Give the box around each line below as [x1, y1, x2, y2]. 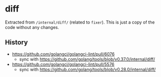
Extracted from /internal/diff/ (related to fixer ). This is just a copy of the [5, 19, 155, 25]
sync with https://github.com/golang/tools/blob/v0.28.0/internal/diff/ [19, 66, 156, 72]
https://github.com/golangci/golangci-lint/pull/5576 [12, 61, 115, 67]
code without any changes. [5, 24, 59, 30]
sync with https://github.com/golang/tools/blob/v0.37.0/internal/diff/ [19, 56, 155, 62]
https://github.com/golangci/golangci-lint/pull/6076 [12, 51, 115, 57]
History [5, 38, 28, 47]
